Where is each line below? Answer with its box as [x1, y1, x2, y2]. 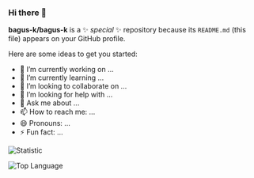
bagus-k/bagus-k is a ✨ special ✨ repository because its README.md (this [8, 25, 247, 35]
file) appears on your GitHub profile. [8, 34, 126, 44]
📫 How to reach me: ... [19, 107, 96, 117]
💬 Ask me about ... [19, 98, 80, 108]
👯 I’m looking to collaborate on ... [19, 81, 127, 91]
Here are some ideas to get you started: [8, 49, 138, 59]
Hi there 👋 [8, 7, 47, 18]
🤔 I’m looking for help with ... [19, 90, 113, 100]
